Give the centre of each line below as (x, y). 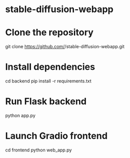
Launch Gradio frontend (56, 136)
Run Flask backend (46, 102)
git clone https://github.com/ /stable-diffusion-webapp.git (65, 47)
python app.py (20, 115)
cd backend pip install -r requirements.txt (49, 81)
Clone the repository (49, 33)
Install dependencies (50, 67)
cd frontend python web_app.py (39, 150)
